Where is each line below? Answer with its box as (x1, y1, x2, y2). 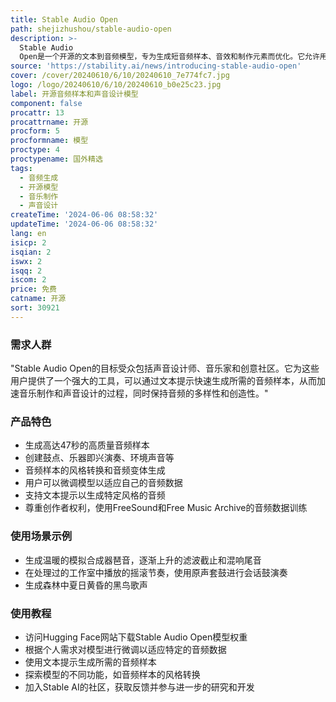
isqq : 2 (10, 266, 43, 276)
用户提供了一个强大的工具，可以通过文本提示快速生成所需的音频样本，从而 (10, 375, 317, 387)
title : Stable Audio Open (10, 14, 118, 25)
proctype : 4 (10, 145, 60, 155)
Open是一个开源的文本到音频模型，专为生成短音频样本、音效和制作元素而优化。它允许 (19, 52, 320, 62)
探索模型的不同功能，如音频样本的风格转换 (24, 668, 201, 680)
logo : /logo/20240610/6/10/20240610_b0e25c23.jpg (10, 80, 222, 90)
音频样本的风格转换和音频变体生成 (24, 464, 166, 476)
